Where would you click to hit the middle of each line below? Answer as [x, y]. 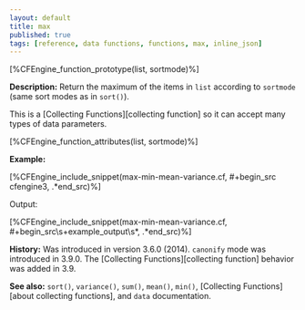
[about [22, 296]
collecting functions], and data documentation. [124, 296]
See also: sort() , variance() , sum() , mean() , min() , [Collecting [125, 286]
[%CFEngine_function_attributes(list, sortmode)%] [104, 141]
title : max [30, 26]
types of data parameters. [58, 124]
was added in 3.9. [43, 269]
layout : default [40, 18]
